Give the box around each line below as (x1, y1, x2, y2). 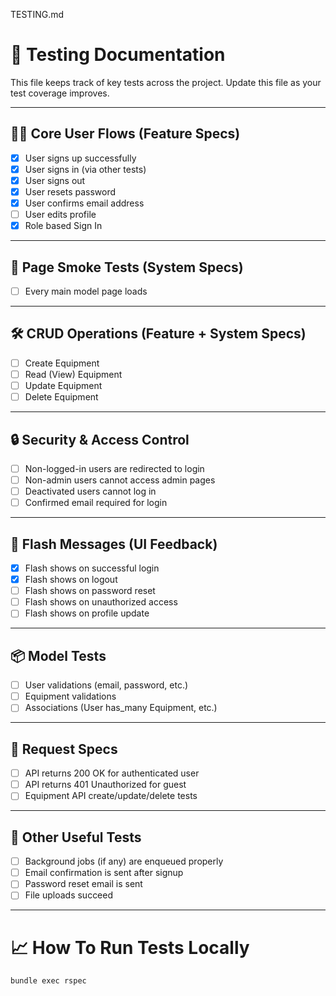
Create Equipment (24, 357, 100, 369)
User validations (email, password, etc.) (24, 679, 189, 691)
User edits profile (24, 209, 97, 221)
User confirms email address (24, 197, 145, 209)
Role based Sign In (24, 220, 103, 232)
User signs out (24, 174, 86, 186)
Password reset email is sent (24, 878, 143, 890)
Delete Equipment (24, 391, 99, 403)
